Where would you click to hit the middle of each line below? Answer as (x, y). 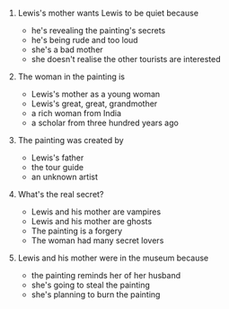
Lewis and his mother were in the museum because (113, 258)
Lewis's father (57, 158)
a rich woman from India (76, 113)
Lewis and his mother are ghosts (92, 221)
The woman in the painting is (71, 77)
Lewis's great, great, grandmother (94, 104)
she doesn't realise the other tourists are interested (126, 59)
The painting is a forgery (77, 231)
